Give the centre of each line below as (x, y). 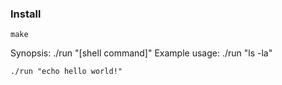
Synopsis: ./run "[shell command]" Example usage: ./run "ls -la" (141, 53)
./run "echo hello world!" (66, 72)
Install (26, 14)
